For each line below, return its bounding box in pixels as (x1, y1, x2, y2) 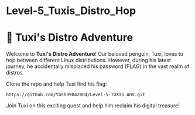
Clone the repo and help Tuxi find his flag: (6, 80, 107, 87)
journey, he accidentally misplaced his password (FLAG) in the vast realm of (6, 63, 190, 70)
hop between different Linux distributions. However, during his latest (6, 57, 172, 64)
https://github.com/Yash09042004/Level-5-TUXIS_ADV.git (6, 92, 145, 98)
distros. (6, 69, 25, 76)
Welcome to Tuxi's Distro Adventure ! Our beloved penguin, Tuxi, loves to (6, 50, 183, 58)
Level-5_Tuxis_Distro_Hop (6, 4, 136, 18)
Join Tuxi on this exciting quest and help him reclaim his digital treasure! (6, 102, 180, 109)
